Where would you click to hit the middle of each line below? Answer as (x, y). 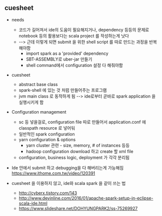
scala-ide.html (33, 203)
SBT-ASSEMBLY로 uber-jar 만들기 (59, 59)
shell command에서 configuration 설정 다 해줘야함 (74, 65)
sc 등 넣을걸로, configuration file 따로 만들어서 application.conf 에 (82, 122)
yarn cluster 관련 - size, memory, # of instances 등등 (78, 145)
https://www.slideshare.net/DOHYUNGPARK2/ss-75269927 (78, 208)
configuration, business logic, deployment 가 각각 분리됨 (74, 157)
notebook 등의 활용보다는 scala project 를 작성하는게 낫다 (74, 35)
